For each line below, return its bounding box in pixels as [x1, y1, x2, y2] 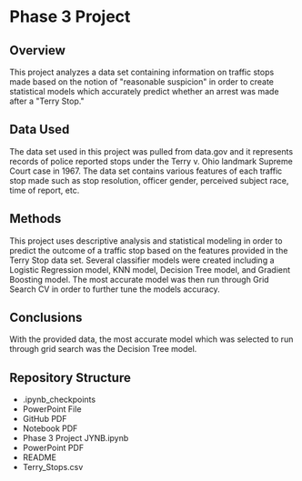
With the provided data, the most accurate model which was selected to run [9, 334, 294, 345]
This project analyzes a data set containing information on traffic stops [9, 66, 275, 77]
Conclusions [9, 310, 83, 326]
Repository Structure [9, 370, 132, 386]
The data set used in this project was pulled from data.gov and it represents [9, 145, 294, 156]
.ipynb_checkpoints [22, 394, 96, 406]
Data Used [9, 122, 70, 137]
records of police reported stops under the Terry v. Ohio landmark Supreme [9, 155, 293, 166]
